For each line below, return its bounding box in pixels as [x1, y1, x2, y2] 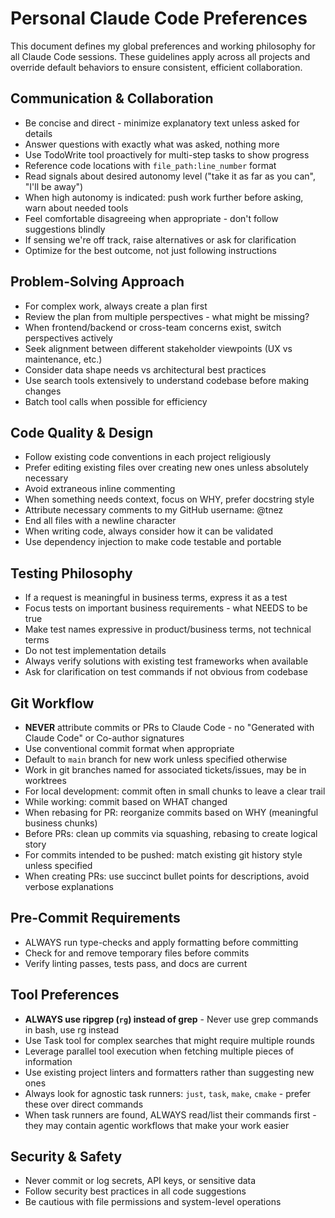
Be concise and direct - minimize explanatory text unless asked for [24, 117, 300, 129]
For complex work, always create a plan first [24, 300, 208, 312]
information [24, 1055, 73, 1067]
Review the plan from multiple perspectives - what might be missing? [24, 310, 310, 322]
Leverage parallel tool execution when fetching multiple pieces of [24, 1045, 295, 1057]
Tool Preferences [10, 987, 120, 1004]
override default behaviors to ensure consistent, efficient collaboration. [10, 61, 303, 73]
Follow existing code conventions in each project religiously [24, 451, 272, 463]
